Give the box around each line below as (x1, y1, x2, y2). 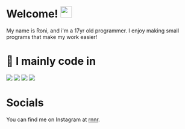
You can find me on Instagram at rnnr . (6, 116, 101, 123)
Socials (6, 96, 44, 110)
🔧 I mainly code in (6, 55, 96, 68)
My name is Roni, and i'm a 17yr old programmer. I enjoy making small (6, 27, 180, 34)
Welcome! (6, 7, 58, 21)
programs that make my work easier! (6, 33, 98, 40)
